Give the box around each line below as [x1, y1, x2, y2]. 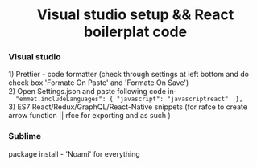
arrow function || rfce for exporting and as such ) [8, 111, 171, 120]
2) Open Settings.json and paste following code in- [8, 87, 177, 96]
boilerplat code [83, 22, 188, 41]
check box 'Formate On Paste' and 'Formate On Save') [8, 78, 189, 88]
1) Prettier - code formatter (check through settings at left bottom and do [8, 70, 250, 79]
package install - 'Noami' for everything [8, 149, 141, 158]
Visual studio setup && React [36, 6, 234, 24]
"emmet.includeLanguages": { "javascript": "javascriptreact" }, [15, 95, 243, 104]
